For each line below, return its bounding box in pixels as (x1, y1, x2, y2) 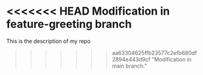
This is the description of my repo (6, 37, 91, 45)
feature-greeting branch (6, 17, 132, 31)
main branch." (112, 62, 147, 70)
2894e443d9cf (112, 55, 151, 63)
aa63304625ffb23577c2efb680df (112, 49, 198, 56)
